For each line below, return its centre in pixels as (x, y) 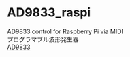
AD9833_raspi (49, 13)
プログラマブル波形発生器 (43, 39)
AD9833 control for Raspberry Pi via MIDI (65, 31)
